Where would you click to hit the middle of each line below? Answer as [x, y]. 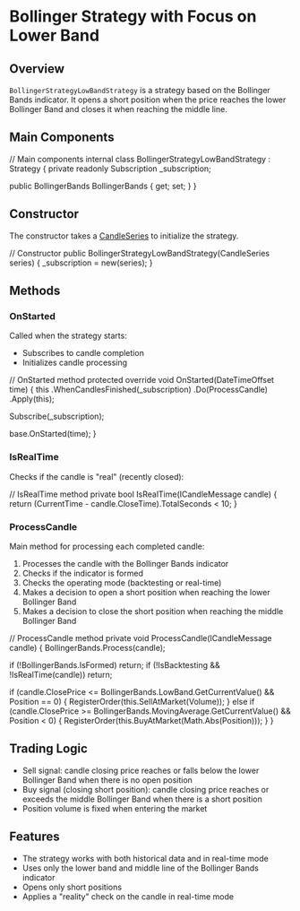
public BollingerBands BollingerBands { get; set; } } [103, 186]
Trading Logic [48, 749]
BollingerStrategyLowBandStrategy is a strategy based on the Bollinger [140, 90]
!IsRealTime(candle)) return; [61, 674]
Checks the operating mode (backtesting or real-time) [122, 582]
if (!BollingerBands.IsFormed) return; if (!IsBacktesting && [115, 664]
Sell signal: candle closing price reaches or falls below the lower [141, 770]
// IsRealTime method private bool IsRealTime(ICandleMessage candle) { [143, 494]
